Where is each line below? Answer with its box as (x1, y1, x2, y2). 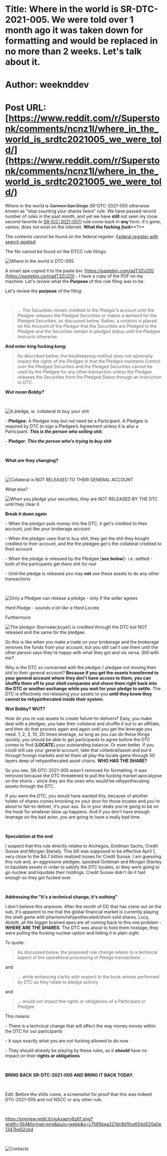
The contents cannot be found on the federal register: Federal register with (5, 234, 159, 240)
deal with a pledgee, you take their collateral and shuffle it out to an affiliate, (5, 721, 161, 727)
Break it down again (5, 511, 47, 517)
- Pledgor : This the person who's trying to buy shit (5, 438, 112, 444)
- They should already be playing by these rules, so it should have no (5, 1048, 148, 1054)
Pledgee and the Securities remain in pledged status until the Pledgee (17, 328, 161, 334)
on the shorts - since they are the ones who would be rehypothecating (5, 778, 150, 784)
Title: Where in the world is (5, 3, 119, 15)
